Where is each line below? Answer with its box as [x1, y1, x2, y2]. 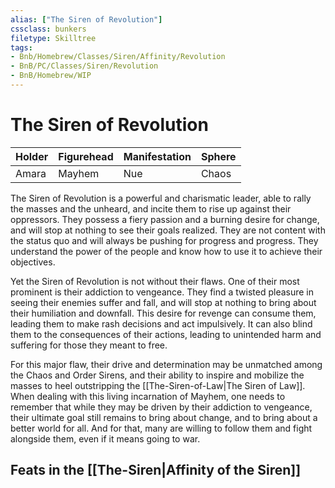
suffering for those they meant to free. [10, 339, 168, 351]
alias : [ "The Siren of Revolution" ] [10, 14, 163, 25]
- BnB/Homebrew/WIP [10, 71, 92, 81]
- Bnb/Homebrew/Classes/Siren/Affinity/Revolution [10, 52, 226, 62]
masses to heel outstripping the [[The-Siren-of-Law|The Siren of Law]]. [10, 379, 306, 391]
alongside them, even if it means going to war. [10, 432, 201, 445]
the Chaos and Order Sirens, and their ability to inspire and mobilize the [10, 369, 305, 381]
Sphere [200, 149, 237, 163]
